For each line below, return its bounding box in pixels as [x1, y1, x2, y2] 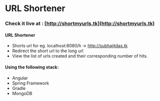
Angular [12, 75, 28, 81]
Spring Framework [12, 80, 49, 86]
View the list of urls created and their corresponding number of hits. [12, 53, 148, 59]
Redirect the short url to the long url [12, 48, 84, 54]
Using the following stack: [5, 64, 59, 70]
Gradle [12, 85, 26, 91]
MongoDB [12, 90, 32, 96]
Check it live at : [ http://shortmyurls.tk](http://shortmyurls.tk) [5, 20, 155, 27]
